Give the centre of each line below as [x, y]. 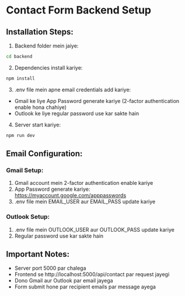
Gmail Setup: [25, 170]
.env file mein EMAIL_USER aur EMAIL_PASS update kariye [85, 202]
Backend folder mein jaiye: [46, 46]
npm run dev [20, 135]
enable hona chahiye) [41, 107]
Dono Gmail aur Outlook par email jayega [64, 281]
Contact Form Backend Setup [79, 10]
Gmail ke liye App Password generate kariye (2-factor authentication [97, 101]
